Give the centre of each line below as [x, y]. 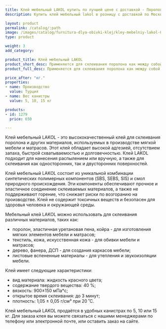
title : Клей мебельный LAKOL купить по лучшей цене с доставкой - [75, 10]
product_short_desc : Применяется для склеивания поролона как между [77, 64]
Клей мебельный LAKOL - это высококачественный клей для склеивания [83, 137]
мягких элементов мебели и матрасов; [54, 235]
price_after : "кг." [25, 78]
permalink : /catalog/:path [33, 28]
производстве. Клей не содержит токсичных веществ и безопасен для [80, 200]
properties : [17, 82]
